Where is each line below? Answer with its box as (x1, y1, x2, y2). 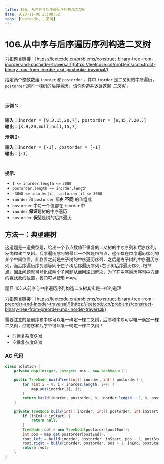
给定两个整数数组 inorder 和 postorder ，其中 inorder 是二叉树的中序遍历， (5, 77, 157, 83)
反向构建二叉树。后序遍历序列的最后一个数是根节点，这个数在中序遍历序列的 (5, 251, 159, 256)
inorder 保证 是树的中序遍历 (12, 209, 67, 214)
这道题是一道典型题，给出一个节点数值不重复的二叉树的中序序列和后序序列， (5, 244, 159, 250)
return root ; (22, 445, 49, 450)
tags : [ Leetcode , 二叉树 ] (5, 16, 56, 21)
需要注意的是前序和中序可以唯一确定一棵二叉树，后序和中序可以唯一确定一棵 (5, 317, 159, 323)
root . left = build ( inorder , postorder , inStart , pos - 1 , (22, 436, 143, 441)
